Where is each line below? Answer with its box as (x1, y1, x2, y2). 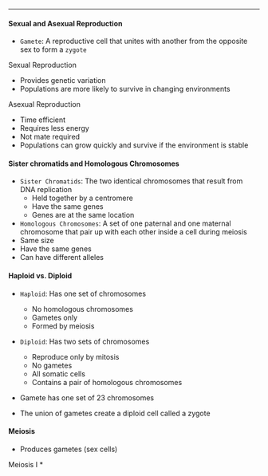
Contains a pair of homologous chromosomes (31, 377, 183, 387)
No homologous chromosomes (31, 304, 134, 313)
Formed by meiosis (31, 321, 95, 331)
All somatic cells (31, 368, 86, 379)
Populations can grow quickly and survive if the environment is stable (19, 140, 249, 150)
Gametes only (31, 313, 78, 322)
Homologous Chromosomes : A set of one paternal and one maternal (19, 218, 231, 228)
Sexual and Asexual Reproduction (8, 18, 123, 28)
